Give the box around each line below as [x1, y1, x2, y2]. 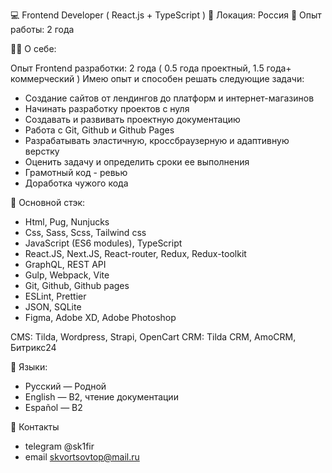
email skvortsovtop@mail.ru [24, 451, 140, 463]
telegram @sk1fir [24, 440, 95, 452]
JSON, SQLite [24, 301, 82, 313]
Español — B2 [24, 402, 83, 413]
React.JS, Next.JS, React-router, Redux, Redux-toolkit [24, 248, 247, 259]
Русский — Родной [24, 380, 107, 392]
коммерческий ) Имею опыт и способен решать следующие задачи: [10, 73, 305, 84]
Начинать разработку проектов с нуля [24, 103, 190, 114]
